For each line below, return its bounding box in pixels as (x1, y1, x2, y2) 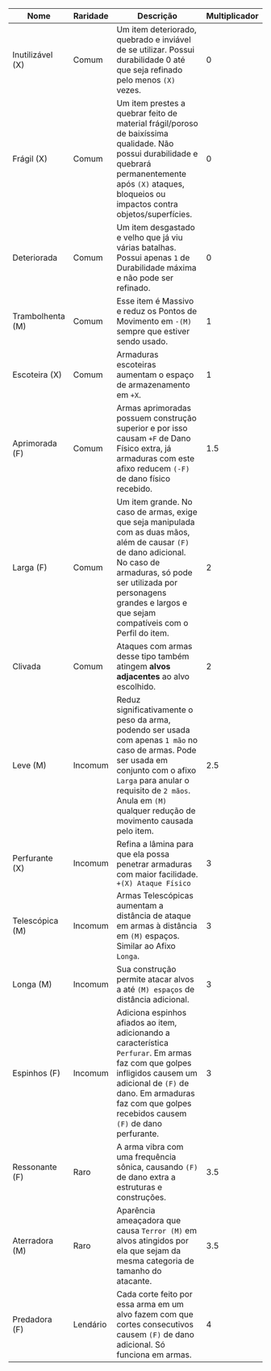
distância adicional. (116, 994, 190, 1004)
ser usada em (116, 755, 168, 765)
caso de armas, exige (116, 506, 198, 518)
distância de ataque (116, 910, 191, 921)
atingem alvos (116, 661, 171, 672)
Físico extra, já (116, 443, 172, 454)
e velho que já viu (116, 232, 183, 243)
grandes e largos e (116, 597, 188, 608)
